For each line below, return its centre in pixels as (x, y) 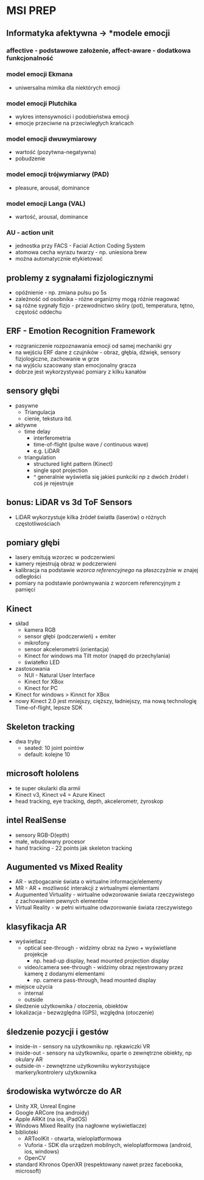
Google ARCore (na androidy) (52, 1112)
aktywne (26, 425)
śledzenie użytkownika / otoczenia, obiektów (71, 1006)
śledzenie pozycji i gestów (58, 1032)
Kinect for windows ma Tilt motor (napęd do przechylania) (97, 656)
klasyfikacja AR (37, 927)
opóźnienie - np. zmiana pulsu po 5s (61, 292)
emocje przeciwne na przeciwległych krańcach (74, 123)
